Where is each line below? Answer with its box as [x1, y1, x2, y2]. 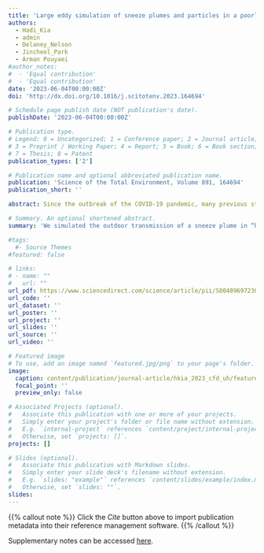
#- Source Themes [15, 243, 72, 251]
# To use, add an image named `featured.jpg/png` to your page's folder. [8, 359, 255, 367]
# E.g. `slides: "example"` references [8, 476, 146, 484]
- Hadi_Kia [15, 26, 51, 34]
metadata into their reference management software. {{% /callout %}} [8, 521, 234, 530]
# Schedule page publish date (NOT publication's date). [8, 106, 199, 114]
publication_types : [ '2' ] [8, 157, 93, 165]
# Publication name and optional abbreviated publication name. [8, 171, 223, 180]
